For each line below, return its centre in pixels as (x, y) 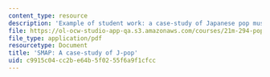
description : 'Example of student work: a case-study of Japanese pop (129, 23)
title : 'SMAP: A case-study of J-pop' (73, 53)
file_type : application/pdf (55, 38)
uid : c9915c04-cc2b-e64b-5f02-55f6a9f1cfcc (82, 61)
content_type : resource (48, 16)
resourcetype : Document (48, 46)
